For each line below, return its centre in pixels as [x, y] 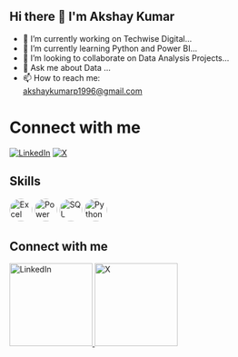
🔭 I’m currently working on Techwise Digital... [107, 38]
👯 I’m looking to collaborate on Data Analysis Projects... [126, 58]
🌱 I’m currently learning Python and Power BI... [110, 48]
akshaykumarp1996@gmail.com [82, 91]
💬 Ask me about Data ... [67, 67]
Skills [25, 181]
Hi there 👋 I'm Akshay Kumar [92, 17]
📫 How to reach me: [61, 77]
